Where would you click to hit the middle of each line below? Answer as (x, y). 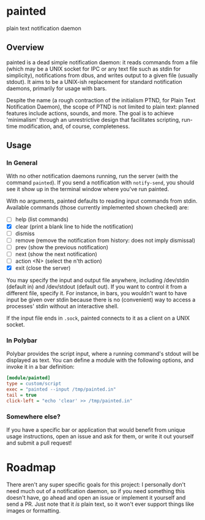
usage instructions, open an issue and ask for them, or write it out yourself (100, 436)
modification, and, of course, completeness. (74, 126)
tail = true (21, 395)
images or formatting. (34, 510)
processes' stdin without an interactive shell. (63, 306)
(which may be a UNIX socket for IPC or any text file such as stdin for (94, 69)
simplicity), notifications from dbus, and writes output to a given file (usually (102, 75)
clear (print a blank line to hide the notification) (74, 226)
